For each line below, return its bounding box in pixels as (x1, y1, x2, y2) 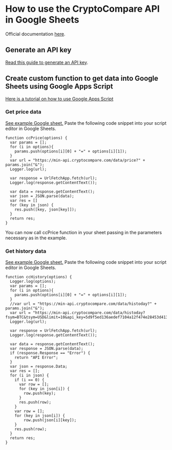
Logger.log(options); (10, 279, 56, 284)
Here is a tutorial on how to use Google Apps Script (5, 96, 114, 102)
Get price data (5, 108, 41, 116)
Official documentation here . (5, 31, 66, 37)
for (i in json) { (10, 373, 50, 378)
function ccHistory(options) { (5, 275, 72, 280)
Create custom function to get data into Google (5, 74, 159, 83)
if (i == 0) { (14, 377, 45, 382)
